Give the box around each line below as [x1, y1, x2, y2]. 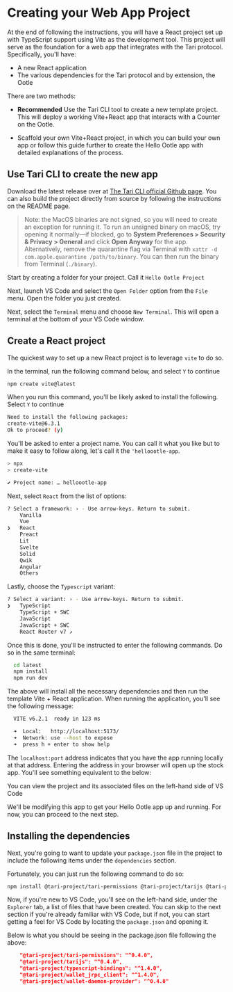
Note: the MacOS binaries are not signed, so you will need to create [24, 215, 218, 223]
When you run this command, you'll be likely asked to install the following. [7, 393, 218, 401]
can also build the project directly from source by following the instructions [7, 194, 222, 202]
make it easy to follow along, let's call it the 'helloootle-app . [7, 447, 180, 455]
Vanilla [19, 511, 42, 519]
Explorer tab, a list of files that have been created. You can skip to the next [7, 903, 221, 911]
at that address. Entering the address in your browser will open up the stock [7, 760, 224, 769]
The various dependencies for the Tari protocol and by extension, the [17, 71, 216, 79]
